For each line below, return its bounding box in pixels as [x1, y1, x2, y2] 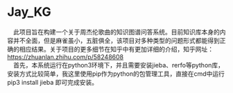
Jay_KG [7, 4, 52, 20]
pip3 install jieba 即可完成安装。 [7, 78, 98, 86]
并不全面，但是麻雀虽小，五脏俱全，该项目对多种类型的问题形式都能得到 [12, 36, 220, 45]
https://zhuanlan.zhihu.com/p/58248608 [7, 52, 123, 61]
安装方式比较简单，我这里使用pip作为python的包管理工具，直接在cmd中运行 [7, 70, 225, 78]
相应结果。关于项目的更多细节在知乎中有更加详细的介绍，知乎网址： [19, 45, 214, 53]
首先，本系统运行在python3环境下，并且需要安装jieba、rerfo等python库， [13, 61, 224, 69]
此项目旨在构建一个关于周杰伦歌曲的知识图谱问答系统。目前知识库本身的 [13, 28, 220, 36]
